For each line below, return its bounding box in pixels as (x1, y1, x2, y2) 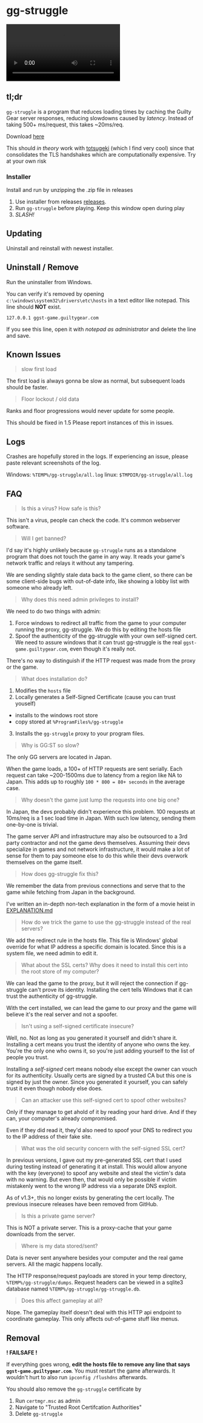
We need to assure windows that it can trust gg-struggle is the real (15, 639, 182, 646)
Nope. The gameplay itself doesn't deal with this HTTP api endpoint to (6, 1309, 182, 1316)
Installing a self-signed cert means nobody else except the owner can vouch (6, 1065, 198, 1073)
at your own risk (6, 157, 47, 165)
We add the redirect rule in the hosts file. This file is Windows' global (6, 937, 178, 944)
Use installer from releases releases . (15, 198, 107, 205)
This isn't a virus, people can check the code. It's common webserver (6, 517, 181, 524)
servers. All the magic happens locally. (6, 1261, 103, 1268)
